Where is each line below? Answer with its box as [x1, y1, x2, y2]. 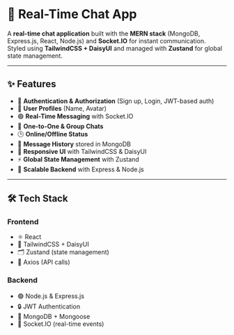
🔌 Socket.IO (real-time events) [17, 320, 104, 328]
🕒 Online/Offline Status [17, 130, 88, 138]
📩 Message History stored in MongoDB [17, 139, 131, 148]
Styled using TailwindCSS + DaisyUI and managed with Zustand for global [7, 44, 223, 52]
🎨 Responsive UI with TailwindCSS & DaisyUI [17, 147, 147, 155]
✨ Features [7, 78, 56, 90]
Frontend [7, 217, 39, 227]
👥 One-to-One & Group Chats [17, 122, 104, 130]
